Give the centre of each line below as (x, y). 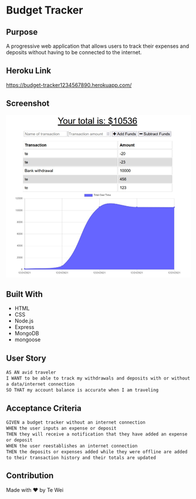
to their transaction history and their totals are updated (81, 458)
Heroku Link (29, 71)
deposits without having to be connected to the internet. (74, 52)
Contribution (30, 476)
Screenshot (28, 104)
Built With (24, 294)
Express (24, 327)
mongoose (28, 340)
